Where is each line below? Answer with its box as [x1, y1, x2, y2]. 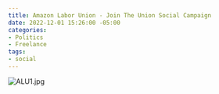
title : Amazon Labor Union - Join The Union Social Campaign [8, 11, 212, 20]
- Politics [8, 33, 44, 42]
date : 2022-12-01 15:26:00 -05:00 [8, 19, 121, 27]
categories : [8, 26, 47, 34]
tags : [8, 48, 26, 56]
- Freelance [8, 41, 47, 49]
